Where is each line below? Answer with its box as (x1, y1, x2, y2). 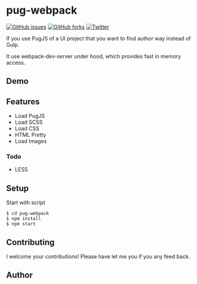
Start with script (6, 199, 46, 206)
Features (6, 96, 40, 107)
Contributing (6, 237, 55, 247)
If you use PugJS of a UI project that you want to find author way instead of (6, 35, 192, 42)
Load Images (14, 138, 47, 145)
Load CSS (14, 125, 40, 132)
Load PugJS (14, 113, 45, 120)
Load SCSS (14, 118, 43, 126)
